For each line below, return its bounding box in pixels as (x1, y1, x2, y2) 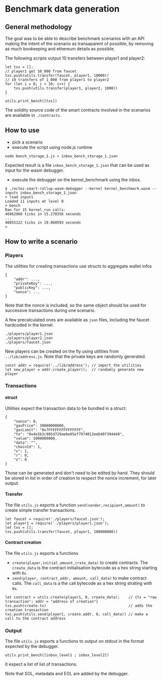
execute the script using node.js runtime (12, 144, 93, 150)
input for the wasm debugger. (5, 167, 64, 173)
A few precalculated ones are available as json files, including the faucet (5, 317, 149, 323)
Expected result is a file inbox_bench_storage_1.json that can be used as (5, 162, 150, 168)
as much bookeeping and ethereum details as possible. (5, 46, 115, 51)
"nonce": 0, (14, 419, 38, 424)
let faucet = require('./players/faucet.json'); (5, 517, 105, 521)
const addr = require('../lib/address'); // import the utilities (5, 363, 142, 368)
